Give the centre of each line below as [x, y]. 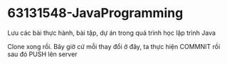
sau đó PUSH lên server [42, 54]
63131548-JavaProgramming [95, 13]
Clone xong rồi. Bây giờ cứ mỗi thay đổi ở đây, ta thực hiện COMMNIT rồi [114, 46]
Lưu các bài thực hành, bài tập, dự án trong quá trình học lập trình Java [111, 33]
